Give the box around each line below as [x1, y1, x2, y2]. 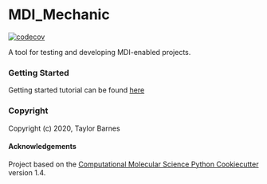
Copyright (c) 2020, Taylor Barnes [8, 123, 121, 133]
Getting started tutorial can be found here [8, 85, 145, 95]
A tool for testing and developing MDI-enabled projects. [8, 47, 191, 57]
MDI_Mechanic [8, 6, 110, 24]
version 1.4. [8, 167, 46, 177]
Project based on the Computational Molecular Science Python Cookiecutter [8, 159, 259, 169]
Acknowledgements [8, 142, 77, 151]
